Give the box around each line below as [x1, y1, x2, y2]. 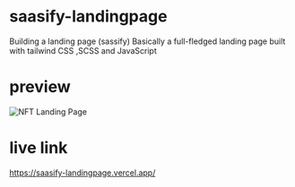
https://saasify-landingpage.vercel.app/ [9, 167, 156, 178]
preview [9, 77, 72, 98]
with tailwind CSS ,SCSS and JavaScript [9, 45, 157, 55]
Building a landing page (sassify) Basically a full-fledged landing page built [9, 36, 286, 47]
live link [9, 138, 68, 158]
